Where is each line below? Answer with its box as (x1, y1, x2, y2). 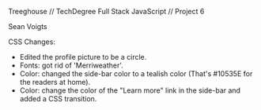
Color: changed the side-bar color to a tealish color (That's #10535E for (19, 69, 253, 78)
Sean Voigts (8, 22, 47, 31)
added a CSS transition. (19, 94, 97, 103)
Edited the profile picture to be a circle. (19, 53, 147, 61)
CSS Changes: (8, 37, 55, 46)
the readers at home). (19, 78, 91, 86)
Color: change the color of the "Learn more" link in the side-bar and (19, 86, 241, 95)
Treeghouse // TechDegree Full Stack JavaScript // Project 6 (8, 7, 205, 16)
